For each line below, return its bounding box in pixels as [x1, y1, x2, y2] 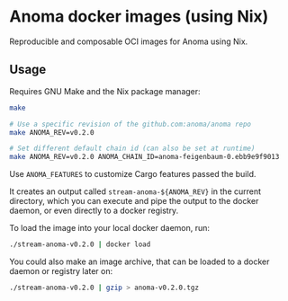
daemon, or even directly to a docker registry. [9, 205, 179, 217]
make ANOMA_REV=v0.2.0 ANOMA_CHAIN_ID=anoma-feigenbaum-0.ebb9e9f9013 [9, 153, 280, 162]
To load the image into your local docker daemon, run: [9, 223, 210, 234]
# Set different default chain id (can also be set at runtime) [9, 144, 256, 154]
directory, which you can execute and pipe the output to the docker [9, 196, 259, 207]
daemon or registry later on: [9, 266, 113, 276]
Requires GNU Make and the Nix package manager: [9, 85, 201, 96]
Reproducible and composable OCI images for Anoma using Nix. [9, 36, 248, 47]
